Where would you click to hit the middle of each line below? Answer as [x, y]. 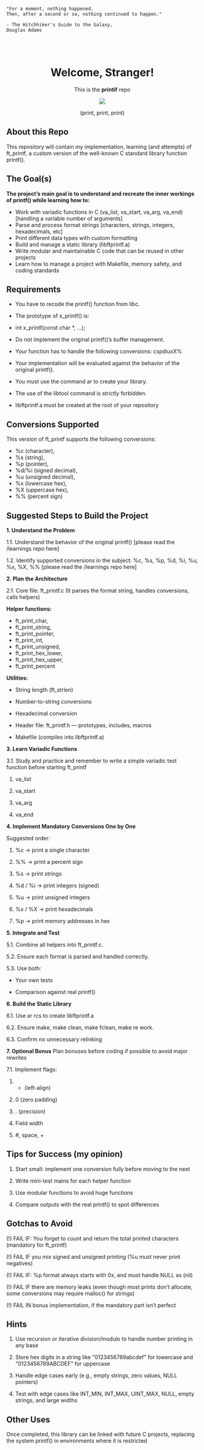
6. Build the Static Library [39, 1004]
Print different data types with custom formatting [76, 237]
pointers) [26, 1382]
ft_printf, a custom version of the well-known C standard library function [97, 153]
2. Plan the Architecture [37, 579]
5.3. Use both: [24, 968]
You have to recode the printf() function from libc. [77, 304]
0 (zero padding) [36, 1100]
